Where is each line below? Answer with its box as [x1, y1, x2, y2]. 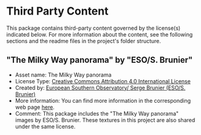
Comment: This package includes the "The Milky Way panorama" [15, 109, 179, 117]
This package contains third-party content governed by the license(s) [6, 24, 181, 32]
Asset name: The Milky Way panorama [15, 71, 112, 78]
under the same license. [15, 123, 76, 130]
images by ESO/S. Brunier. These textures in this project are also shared [15, 116, 196, 123]
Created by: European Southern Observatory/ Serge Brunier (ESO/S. [15, 84, 186, 91]
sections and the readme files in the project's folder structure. [6, 37, 162, 44]
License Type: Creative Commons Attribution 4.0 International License [15, 77, 191, 85]
